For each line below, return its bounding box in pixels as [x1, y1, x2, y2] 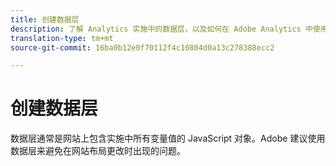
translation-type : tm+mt [10, 33, 114, 43]
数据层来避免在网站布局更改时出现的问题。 [10, 145, 186, 157]
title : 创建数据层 [10, 14, 80, 25]
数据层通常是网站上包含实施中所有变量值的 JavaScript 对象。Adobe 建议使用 [10, 132, 326, 145]
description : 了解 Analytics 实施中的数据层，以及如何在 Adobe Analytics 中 [10, 24, 313, 34]
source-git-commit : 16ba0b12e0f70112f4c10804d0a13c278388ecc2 [10, 42, 275, 53]
